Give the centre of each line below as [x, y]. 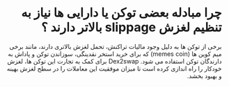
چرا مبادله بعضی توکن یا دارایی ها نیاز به [121, 13]
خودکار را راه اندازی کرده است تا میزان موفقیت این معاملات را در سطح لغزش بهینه [114, 68]
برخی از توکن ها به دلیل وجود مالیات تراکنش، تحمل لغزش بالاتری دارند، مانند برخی [116, 46]
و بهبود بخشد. [204, 76]
